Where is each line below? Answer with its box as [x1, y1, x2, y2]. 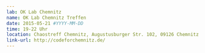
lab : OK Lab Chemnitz [6, 9, 62, 15]
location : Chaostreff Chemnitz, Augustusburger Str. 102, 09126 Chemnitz [6, 32, 199, 38]
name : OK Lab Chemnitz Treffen [6, 15, 87, 21]
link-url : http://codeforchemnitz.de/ [6, 37, 106, 43]
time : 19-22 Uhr [6, 26, 48, 32]
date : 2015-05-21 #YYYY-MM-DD [6, 20, 84, 26]
